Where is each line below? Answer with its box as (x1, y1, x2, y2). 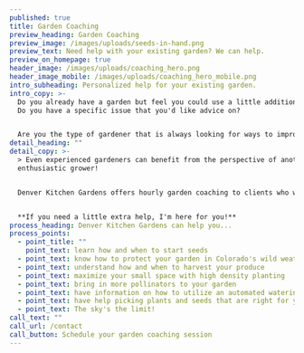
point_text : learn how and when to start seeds (25, 246, 208, 255)
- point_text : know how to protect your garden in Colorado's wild (17, 254, 278, 263)
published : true (9, 13, 71, 23)
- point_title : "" (17, 237, 88, 247)
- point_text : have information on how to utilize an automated (17, 288, 265, 297)
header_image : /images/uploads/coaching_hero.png (9, 64, 201, 73)
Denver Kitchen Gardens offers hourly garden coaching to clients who (17, 187, 290, 197)
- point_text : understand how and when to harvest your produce (17, 262, 265, 272)
